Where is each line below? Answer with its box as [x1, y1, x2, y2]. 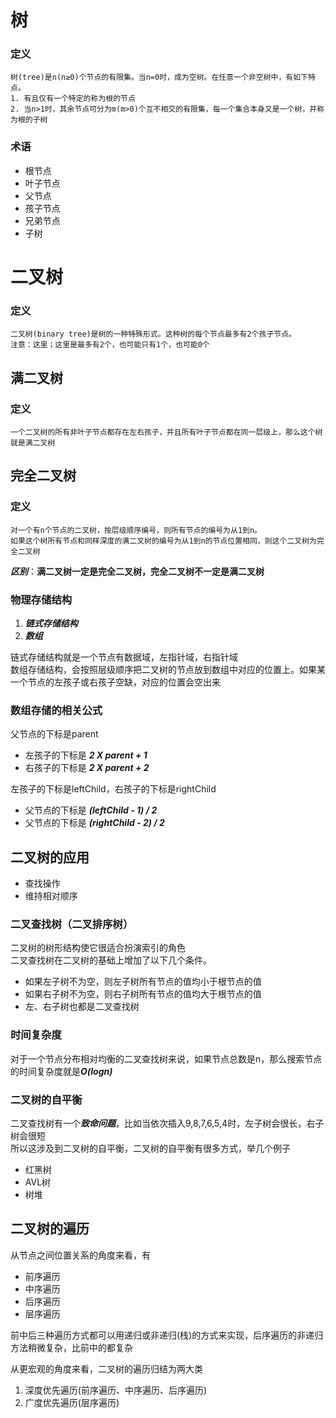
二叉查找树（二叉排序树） [10, 917, 134, 931]
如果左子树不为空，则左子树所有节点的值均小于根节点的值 [24, 976, 262, 988]
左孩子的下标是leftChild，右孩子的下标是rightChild [10, 783, 217, 795]
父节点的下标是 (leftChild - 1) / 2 [24, 804, 158, 816]
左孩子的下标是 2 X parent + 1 [24, 749, 148, 761]
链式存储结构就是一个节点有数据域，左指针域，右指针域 [10, 651, 238, 663]
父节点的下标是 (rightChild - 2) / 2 [24, 817, 165, 829]
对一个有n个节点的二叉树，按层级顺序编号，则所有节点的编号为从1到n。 [10, 525, 262, 535]
